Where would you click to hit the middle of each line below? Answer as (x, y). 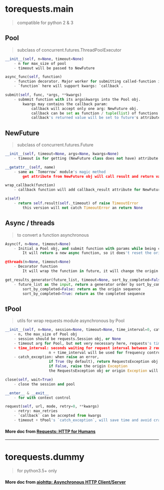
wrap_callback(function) (30, 185)
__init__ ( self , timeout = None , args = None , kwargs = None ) (62, 154)
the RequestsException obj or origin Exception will (103, 371)
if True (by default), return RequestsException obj (103, 362)
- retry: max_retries (36, 411)
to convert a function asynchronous (53, 235)
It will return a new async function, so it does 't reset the (87, 253)
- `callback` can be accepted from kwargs (58, 416)
